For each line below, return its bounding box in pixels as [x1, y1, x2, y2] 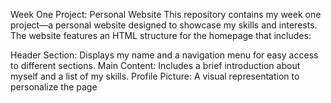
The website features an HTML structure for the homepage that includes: [10, 30, 312, 41]
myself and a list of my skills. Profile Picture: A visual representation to [10, 70, 300, 82]
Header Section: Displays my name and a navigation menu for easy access [10, 49, 319, 61]
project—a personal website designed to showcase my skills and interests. [10, 19, 318, 31]
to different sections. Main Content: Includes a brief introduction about [10, 60, 301, 71]
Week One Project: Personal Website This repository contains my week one [10, 9, 322, 20]
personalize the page [10, 81, 98, 93]
